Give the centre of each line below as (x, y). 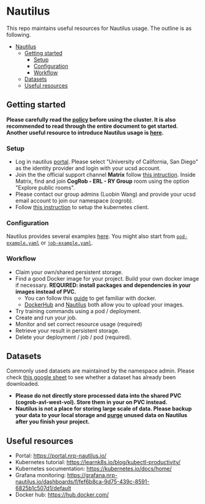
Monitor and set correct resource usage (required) (79, 324)
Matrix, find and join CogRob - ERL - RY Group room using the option (102, 181)
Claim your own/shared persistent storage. (69, 272)
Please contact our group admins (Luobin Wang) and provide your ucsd (105, 195)
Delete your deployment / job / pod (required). (73, 337)
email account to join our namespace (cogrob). (74, 201)
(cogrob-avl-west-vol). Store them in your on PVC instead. (91, 402)
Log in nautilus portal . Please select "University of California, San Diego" (107, 162)
